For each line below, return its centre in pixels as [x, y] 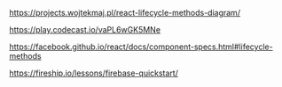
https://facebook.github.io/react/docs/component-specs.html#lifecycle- [141, 47]
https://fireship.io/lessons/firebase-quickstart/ [94, 73]
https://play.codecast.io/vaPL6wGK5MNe [85, 29]
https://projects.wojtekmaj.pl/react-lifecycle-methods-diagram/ [125, 13]
